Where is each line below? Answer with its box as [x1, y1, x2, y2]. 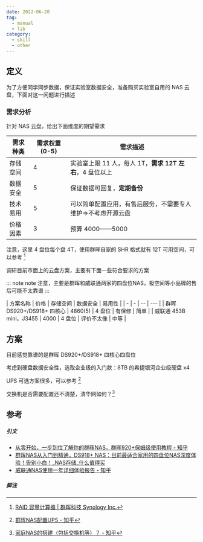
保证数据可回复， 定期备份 [70, 183, 143, 192]
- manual [11, 20, 34, 26]
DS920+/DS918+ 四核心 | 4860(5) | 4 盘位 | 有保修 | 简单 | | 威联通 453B [6, 307, 185, 314]
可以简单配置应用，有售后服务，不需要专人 [70, 200, 192, 208]
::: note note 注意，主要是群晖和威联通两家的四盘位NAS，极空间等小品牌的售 [6, 279, 197, 287]
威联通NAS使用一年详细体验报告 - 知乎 [14, 467, 112, 474]
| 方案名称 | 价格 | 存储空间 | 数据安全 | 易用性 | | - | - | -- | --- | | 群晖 [6, 299, 176, 307]
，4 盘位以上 [76, 168, 113, 176]
